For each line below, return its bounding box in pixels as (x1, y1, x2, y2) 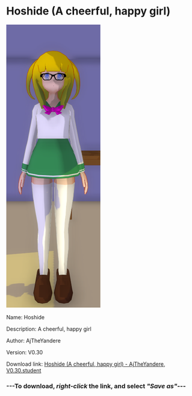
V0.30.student (6, 366, 42, 374)
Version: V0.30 (6, 348, 43, 356)
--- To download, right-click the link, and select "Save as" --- (6, 382, 187, 390)
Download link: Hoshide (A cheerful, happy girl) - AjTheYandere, (6, 360, 166, 368)
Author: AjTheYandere (6, 337, 61, 344)
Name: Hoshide (6, 313, 45, 321)
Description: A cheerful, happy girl (6, 325, 91, 333)
